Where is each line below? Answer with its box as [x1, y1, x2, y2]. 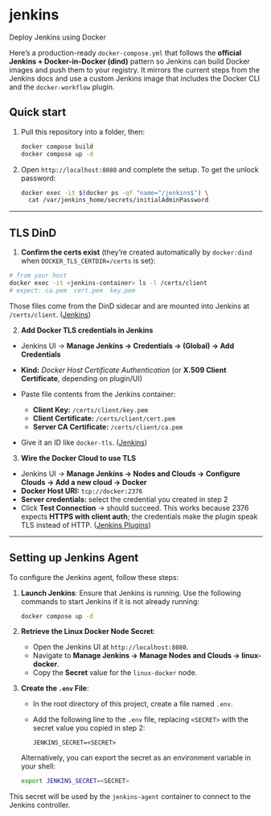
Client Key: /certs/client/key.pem [32, 404, 149, 414]
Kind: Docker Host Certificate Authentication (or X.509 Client [20, 365, 227, 375]
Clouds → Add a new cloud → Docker [20, 477, 147, 487]
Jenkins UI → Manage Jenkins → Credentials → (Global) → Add [20, 341, 235, 350]
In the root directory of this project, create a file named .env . [32, 699, 233, 709]
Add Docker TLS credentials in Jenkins [20, 325, 154, 335]
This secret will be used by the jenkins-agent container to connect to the [9, 792, 252, 802]
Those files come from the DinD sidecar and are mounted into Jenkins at [9, 300, 250, 311]
